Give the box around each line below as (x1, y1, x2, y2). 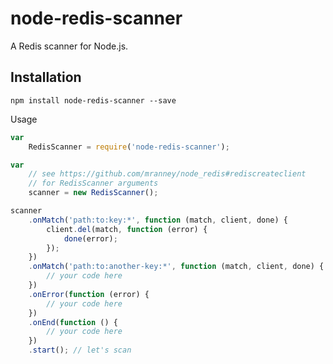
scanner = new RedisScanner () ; (28, 188, 159, 198)
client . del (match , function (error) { (46, 224, 208, 234)
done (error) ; (63, 233, 118, 244)
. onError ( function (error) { (28, 289, 150, 299)
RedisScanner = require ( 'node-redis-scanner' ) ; (28, 142, 230, 152)
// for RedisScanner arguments (28, 178, 159, 189)
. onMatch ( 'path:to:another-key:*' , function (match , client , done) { (28, 262, 325, 272)
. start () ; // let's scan (28, 345, 132, 356)
